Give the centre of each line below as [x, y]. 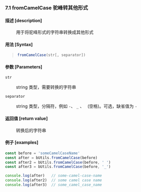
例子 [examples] [22, 142]
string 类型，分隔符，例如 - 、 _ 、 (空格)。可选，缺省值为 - [77, 106]
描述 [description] [24, 20]
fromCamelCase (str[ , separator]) [51, 55]
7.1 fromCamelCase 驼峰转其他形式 [47, 7]
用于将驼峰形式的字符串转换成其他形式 [55, 32]
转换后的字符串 [31, 130]
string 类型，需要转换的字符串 [46, 87]
